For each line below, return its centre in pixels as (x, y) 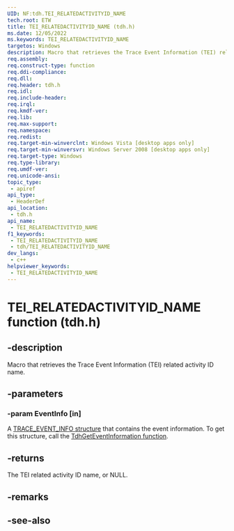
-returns (26, 458)
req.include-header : (37, 98)
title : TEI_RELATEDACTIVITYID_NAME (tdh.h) (71, 26)
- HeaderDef (28, 202)
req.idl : (20, 91)
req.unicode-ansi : (34, 176)
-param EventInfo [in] (44, 413)
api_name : (22, 221)
